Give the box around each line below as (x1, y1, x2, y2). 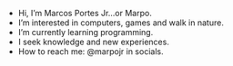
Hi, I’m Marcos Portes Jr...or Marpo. (17, 8, 152, 18)
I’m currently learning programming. (17, 27, 154, 37)
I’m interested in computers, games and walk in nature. (17, 17, 225, 28)
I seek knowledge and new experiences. (17, 36, 170, 47)
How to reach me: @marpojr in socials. (17, 46, 164, 57)
